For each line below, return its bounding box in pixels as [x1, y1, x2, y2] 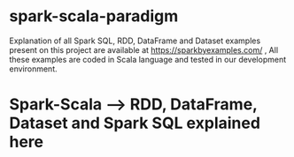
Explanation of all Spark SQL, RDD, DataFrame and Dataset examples [9, 35, 261, 46]
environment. [9, 64, 58, 74]
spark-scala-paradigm [9, 6, 179, 26]
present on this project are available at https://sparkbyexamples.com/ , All [9, 44, 279, 55]
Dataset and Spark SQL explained [9, 113, 261, 133]
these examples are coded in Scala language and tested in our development [9, 54, 287, 64]
